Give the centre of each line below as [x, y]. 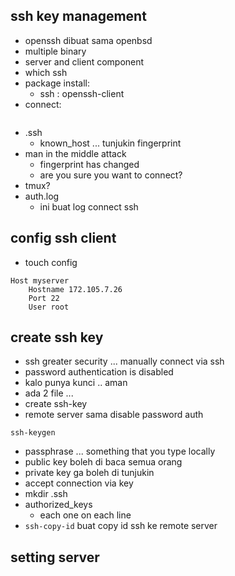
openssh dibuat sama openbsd [88, 40]
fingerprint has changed [89, 164]
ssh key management [78, 16]
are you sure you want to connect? [111, 175]
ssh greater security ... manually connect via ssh [124, 361]
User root [49, 307]
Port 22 [44, 298]
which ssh [46, 72]
